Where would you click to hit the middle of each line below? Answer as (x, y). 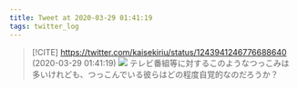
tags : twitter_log (44, 26)
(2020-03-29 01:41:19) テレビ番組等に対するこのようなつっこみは (160, 63)
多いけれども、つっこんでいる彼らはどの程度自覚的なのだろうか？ (155, 74)
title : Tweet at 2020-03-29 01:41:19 (81, 18)
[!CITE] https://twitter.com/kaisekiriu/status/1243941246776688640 (159, 52)
